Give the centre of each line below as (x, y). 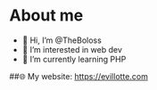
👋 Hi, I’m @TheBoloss (62, 40)
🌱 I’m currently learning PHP (74, 59)
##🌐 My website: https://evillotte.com (79, 76)
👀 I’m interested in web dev (72, 49)
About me (46, 16)
